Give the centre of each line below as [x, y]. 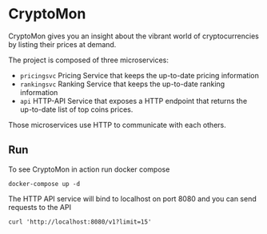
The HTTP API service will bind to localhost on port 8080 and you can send [133, 198]
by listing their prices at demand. [62, 44]
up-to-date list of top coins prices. [76, 109]
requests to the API [40, 207]
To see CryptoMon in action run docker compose [89, 169]
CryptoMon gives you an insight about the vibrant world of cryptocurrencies [134, 36]
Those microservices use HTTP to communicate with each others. [117, 125]
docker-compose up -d [44, 184]
